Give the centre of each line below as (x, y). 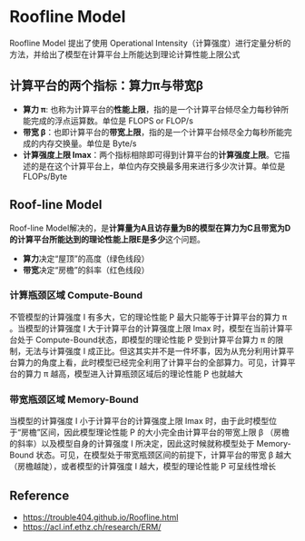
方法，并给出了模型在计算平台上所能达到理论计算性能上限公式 (125, 54)
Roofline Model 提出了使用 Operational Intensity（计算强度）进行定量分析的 (150, 43)
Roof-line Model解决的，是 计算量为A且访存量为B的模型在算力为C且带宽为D (150, 228)
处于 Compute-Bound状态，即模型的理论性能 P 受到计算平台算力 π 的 (146, 339)
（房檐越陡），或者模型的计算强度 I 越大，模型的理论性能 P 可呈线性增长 (143, 467)
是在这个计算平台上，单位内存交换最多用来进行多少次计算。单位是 (162, 166)
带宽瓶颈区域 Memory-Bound (74, 399)
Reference (39, 495)
